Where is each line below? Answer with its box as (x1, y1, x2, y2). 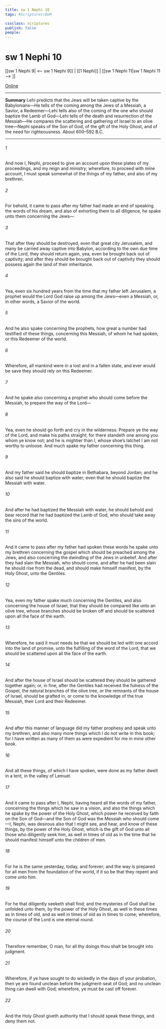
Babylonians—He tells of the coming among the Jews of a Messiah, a (5, 102, 146, 108)
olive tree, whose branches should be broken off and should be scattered (5, 608, 155, 614)
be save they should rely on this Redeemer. (5, 368, 93, 374)
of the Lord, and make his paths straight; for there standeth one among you (5, 432, 159, 438)
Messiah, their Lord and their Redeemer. (5, 698, 87, 704)
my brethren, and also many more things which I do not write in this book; (5, 730, 155, 736)
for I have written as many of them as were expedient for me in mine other (5, 736, 156, 742)
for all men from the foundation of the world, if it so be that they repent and (5, 869, 158, 874)
